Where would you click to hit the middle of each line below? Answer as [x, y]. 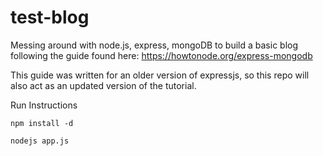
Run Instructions [44, 105]
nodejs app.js [40, 141]
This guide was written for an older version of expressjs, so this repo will [160, 75]
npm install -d [42, 123]
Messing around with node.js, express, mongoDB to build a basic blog [154, 45]
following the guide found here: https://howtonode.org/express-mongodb [161, 55]
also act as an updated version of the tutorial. [103, 85]
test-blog [50, 17]
